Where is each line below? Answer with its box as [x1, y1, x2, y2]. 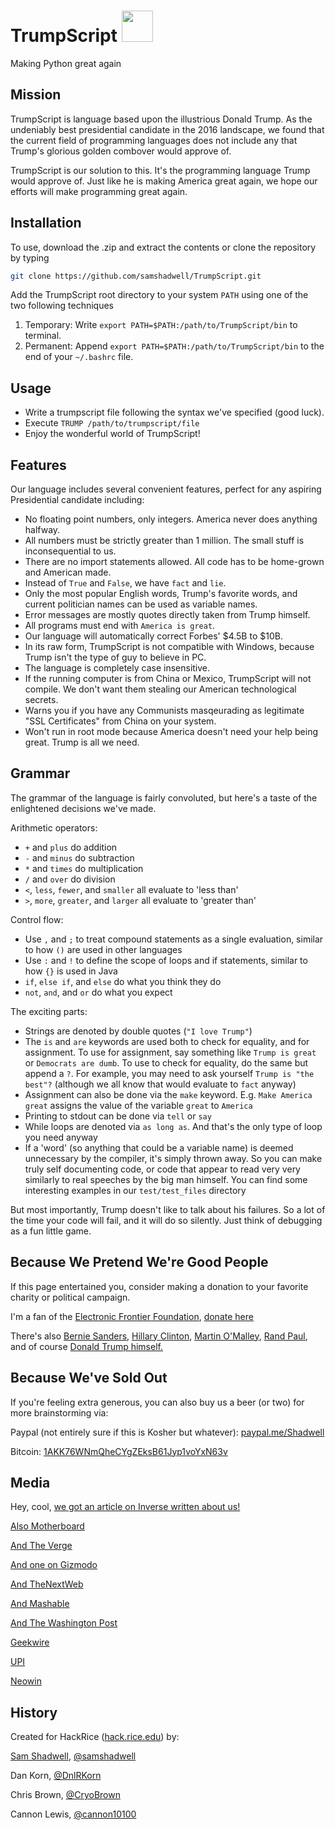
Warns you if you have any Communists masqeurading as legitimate [24, 705, 305, 717]
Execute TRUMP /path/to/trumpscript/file [24, 417, 200, 429]
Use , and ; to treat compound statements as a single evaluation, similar [24, 933, 324, 945]
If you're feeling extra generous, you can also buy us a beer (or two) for [10, 1396, 305, 1408]
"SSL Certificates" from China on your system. [24, 715, 217, 727]
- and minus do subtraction [24, 851, 135, 864]
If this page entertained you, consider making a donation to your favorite [10, 1280, 309, 1292]
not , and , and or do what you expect [24, 986, 173, 998]
